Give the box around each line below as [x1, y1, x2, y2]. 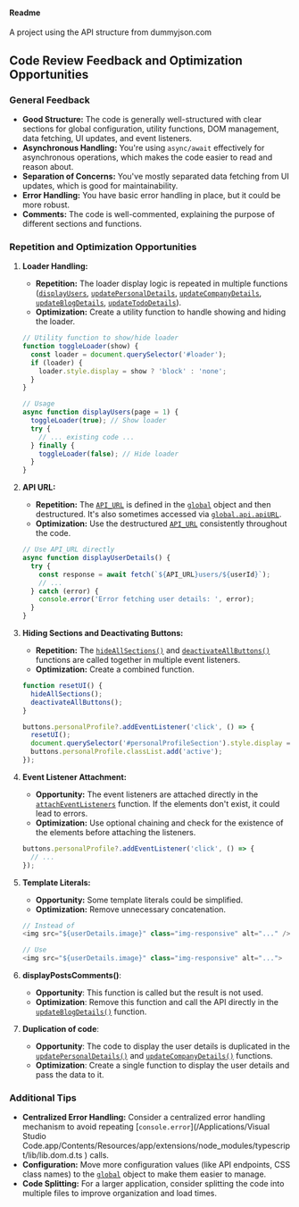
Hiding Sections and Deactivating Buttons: [21, 628, 184, 639]
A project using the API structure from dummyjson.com [9, 27, 212, 38]
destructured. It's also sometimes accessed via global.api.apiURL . [35, 509, 282, 520]
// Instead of [21, 921, 75, 930]
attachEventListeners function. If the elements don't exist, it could [35, 798, 280, 809]
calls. [88, 1150, 110, 1161]
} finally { [30, 440, 75, 450]
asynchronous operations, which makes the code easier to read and [21, 152, 273, 163]
